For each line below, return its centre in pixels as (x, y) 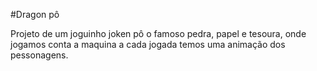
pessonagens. (39, 55)
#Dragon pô (35, 14)
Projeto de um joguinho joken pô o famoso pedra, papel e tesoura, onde (158, 33)
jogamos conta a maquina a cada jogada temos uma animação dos (148, 44)
